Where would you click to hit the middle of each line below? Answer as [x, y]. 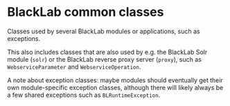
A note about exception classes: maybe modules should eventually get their [115, 80]
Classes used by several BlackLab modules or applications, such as [104, 31]
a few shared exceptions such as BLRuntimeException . [84, 95]
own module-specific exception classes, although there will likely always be [115, 87]
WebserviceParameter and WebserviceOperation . [74, 67]
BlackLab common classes [86, 12]
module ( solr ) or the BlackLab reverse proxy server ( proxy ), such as [105, 59]
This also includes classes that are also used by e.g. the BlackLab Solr [107, 52]
